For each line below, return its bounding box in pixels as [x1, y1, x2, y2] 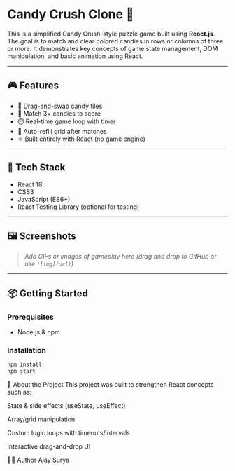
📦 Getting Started [7, 287, 89, 299]
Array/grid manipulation [7, 415, 76, 423]
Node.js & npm [17, 328, 61, 336]
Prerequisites [7, 312, 54, 322]
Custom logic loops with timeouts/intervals [7, 429, 131, 437]
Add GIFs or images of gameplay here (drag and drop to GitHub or [24, 252, 217, 261]
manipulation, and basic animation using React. [7, 52, 143, 60]
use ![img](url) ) [24, 259, 74, 268]
